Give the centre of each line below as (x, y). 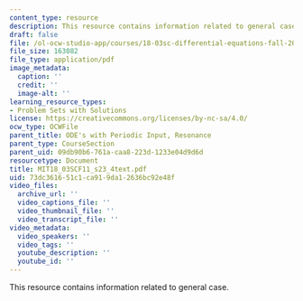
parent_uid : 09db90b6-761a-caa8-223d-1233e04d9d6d (106, 152)
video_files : (34, 186)
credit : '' (38, 85)
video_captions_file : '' (64, 203)
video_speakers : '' (54, 236)
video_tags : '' (46, 245)
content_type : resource (54, 18)
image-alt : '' (44, 93)
